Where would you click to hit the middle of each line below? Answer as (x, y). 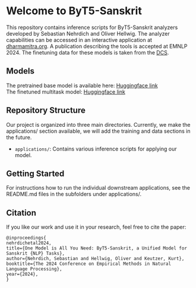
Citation (21, 212)
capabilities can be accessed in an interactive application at (79, 40)
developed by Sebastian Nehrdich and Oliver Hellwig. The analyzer (88, 33)
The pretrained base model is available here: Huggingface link (82, 85)
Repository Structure (46, 111)
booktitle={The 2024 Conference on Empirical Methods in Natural (88, 264)
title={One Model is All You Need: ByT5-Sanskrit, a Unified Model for (97, 248)
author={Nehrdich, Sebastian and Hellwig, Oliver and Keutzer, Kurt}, (95, 259)
